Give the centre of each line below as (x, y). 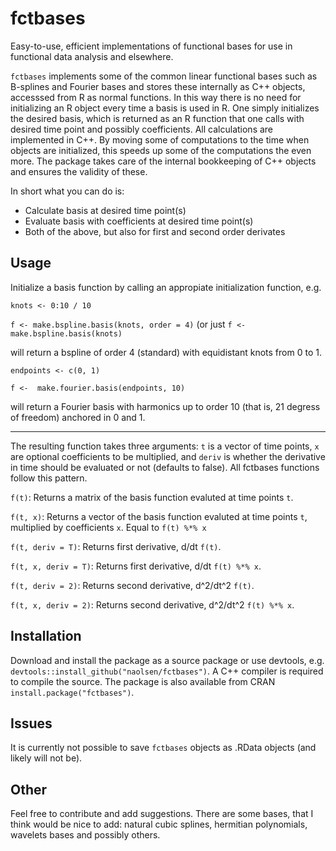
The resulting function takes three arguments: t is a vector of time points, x (165, 446)
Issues (31, 723)
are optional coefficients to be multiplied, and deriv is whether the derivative (168, 456)
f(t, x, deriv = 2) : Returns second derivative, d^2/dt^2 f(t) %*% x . (152, 604)
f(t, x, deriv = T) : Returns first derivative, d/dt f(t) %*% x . (136, 566)
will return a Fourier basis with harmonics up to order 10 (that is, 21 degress (165, 406)
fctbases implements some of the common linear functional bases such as (164, 76)
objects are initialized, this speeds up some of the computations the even (161, 150)
